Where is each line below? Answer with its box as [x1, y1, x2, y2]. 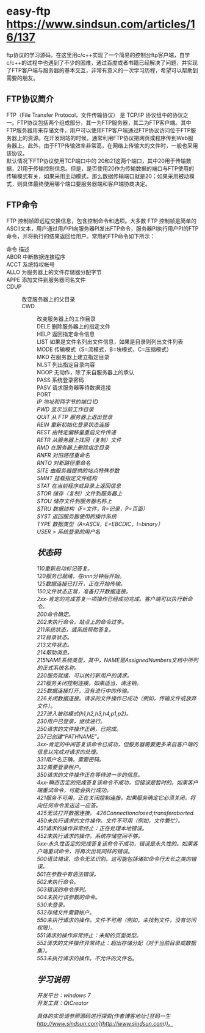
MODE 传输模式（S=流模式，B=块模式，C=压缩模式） [37, 346, 172, 353]
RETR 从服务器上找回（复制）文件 [37, 436, 122, 443]
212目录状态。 [37, 634, 73, 641]
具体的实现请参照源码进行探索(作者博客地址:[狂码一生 [37, 1012, 171, 1020]
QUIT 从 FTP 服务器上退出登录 [37, 413, 113, 420]
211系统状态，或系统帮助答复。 [37, 626, 114, 634]
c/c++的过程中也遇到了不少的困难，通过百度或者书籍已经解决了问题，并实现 [6, 59, 198, 66]
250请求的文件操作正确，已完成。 [37, 725, 122, 733]
